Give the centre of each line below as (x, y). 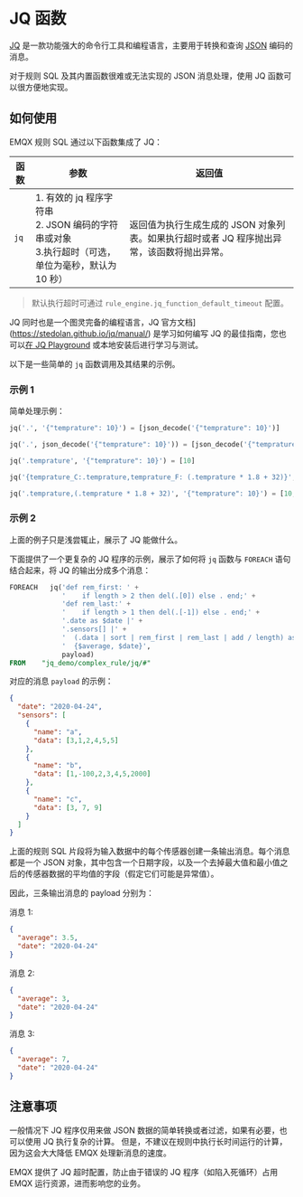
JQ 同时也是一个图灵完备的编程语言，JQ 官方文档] (103, 322)
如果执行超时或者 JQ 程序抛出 (210, 238)
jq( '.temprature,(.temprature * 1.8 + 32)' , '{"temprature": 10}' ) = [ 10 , (153, 494)
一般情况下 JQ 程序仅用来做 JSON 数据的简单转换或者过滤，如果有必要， (144, 1130)
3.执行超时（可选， (75, 251)
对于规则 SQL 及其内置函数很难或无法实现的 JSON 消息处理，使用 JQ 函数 (147, 75)
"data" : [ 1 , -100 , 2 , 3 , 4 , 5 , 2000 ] (92, 774)
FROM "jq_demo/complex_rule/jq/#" (80, 663)
